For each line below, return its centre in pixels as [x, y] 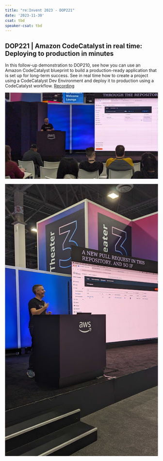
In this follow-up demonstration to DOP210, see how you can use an [73, 65]
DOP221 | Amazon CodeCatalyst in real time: [74, 46]
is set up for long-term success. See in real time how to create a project [77, 76]
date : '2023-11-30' [25, 15]
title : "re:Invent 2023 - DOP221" [40, 10]
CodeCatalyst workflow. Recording [40, 86]
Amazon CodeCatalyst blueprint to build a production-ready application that [81, 70]
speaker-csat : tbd [24, 26]
